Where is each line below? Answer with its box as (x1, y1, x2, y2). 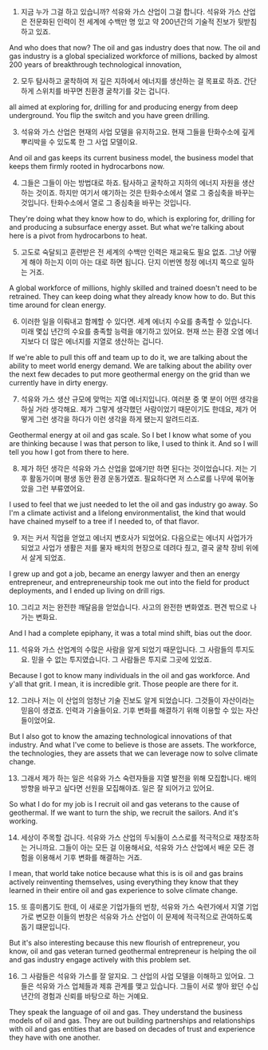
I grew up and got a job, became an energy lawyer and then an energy (9, 569, 240, 578)
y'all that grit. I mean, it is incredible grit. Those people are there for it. (9, 679, 238, 689)
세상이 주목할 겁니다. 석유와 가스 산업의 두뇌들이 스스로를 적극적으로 (20, 833, 232, 842)
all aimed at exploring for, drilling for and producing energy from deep (9, 102, 238, 112)
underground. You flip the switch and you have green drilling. (9, 111, 210, 120)
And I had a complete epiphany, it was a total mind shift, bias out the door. (9, 629, 252, 637)
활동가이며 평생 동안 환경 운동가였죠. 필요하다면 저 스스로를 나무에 (29, 474, 234, 483)
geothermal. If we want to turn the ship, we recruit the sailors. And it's (9, 808, 238, 817)
